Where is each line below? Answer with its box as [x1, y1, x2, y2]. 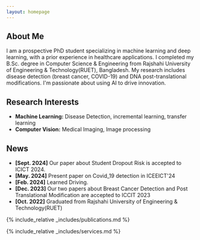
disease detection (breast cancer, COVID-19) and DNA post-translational [6, 73, 187, 80]
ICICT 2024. [15, 166, 46, 173]
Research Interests [6, 97, 79, 107]
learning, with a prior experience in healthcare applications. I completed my [6, 54, 195, 61]
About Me [6, 31, 44, 42]
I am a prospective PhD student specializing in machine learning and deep [6, 47, 191, 54]
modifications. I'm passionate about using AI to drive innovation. [6, 79, 166, 86]
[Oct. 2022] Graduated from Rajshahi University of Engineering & [15, 198, 178, 206]
